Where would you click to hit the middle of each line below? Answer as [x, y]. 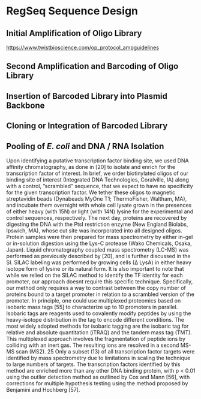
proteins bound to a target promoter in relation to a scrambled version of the [100, 294]
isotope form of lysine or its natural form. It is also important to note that [95, 268]
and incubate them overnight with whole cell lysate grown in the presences [99, 205]
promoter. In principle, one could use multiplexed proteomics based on [94, 300]
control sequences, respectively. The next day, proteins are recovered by [97, 217]
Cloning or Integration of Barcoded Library [87, 126]
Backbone [25, 105]
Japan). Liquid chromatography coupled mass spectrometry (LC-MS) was [97, 249]
